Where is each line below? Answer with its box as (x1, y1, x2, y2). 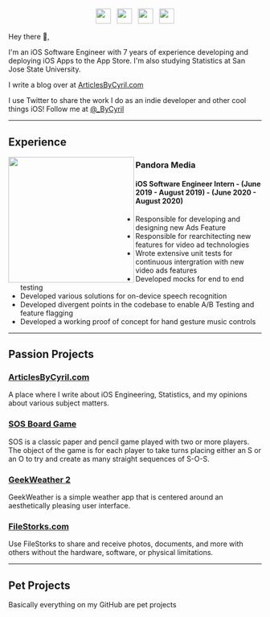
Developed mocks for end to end (135, 274, 244, 283)
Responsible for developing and (135, 214, 241, 224)
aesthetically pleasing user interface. (8, 500, 131, 510)
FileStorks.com (8, 520, 70, 532)
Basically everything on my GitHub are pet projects (8, 600, 177, 610)
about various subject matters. (8, 398, 110, 408)
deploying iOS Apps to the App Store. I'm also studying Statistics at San (8, 56, 246, 66)
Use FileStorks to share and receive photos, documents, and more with (8, 539, 243, 549)
